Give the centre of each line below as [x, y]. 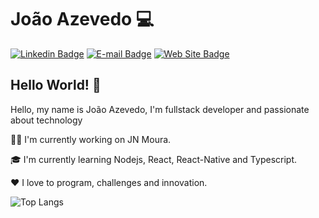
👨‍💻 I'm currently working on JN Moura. [91, 139]
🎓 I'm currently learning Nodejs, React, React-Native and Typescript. [154, 159]
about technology [46, 120]
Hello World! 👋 [56, 85]
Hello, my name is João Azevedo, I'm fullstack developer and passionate [160, 109]
